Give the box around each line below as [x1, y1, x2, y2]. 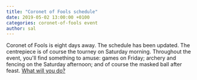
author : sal [6, 25, 36, 32]
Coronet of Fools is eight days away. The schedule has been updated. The [6, 42, 190, 49]
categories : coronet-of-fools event [6, 20, 98, 26]
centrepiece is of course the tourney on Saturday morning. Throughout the [6, 48, 191, 56]
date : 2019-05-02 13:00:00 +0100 [6, 14, 90, 20]
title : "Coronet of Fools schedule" [6, 8, 98, 15]
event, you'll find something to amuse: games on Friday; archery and [6, 54, 177, 61]
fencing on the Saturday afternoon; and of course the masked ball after [6, 61, 182, 68]
